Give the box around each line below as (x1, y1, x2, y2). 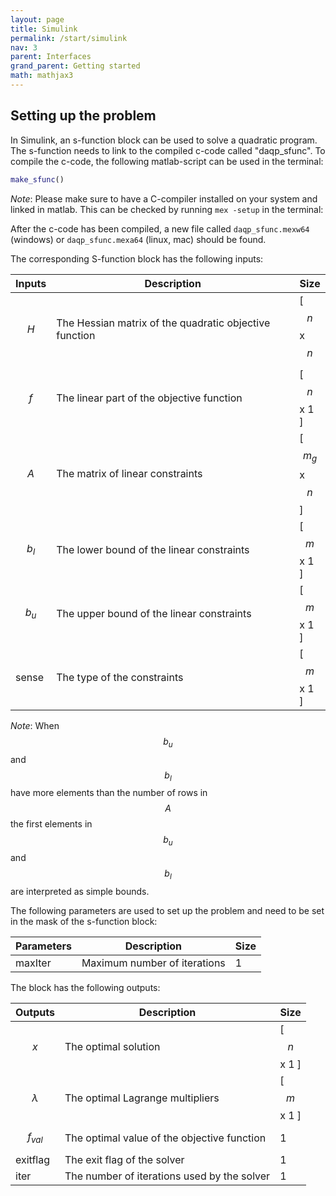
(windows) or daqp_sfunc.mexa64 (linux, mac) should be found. (10, 233, 267, 245)
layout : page (10, 14, 65, 25)
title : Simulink (10, 24, 78, 34)
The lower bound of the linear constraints (56, 542, 250, 556)
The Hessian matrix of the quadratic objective (56, 316, 271, 330)
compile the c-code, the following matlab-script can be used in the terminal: (10, 155, 324, 167)
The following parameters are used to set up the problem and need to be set (10, 904, 325, 916)
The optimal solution (64, 1039, 161, 1053)
